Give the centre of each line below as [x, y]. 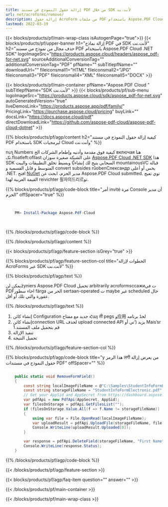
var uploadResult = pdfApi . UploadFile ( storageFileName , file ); [99, 423]
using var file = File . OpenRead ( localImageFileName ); [89, 418]
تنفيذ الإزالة [23, 332]
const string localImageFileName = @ [63, 386]
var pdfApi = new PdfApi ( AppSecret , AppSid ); [72, 400]
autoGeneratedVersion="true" [36, 101]
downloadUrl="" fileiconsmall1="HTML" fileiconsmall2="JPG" [68, 70]
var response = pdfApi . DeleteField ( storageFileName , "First [87, 441]
